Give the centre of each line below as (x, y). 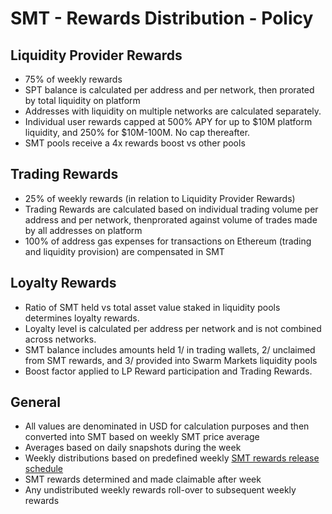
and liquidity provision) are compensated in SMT (124, 251)
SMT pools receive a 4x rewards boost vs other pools (135, 143)
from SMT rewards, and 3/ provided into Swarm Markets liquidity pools (171, 360)
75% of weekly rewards (73, 79)
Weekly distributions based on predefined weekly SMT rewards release (172, 458)
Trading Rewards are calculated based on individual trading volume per (171, 209)
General (36, 402)
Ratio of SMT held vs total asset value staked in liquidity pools (152, 307)
